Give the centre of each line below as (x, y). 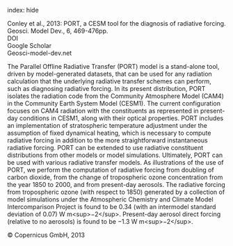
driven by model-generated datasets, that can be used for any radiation (110, 74)
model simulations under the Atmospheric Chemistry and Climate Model (110, 199)
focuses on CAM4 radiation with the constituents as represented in (103, 111)
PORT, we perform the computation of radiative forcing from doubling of (111, 170)
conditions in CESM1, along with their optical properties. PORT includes (122, 118)
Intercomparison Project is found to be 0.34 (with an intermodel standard (112, 207)
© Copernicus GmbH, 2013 (46, 235)
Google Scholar (30, 46)
